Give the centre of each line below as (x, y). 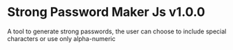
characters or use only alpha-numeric (61, 38)
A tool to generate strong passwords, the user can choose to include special (117, 31)
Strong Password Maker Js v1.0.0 (106, 12)
